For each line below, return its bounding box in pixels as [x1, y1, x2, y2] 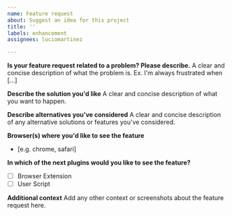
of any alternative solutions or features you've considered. [7, 118, 176, 126]
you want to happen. [7, 97, 66, 105]
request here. [7, 201, 46, 210]
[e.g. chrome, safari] [17, 145, 77, 153]
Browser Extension [17, 172, 72, 180]
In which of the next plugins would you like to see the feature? [7, 158, 191, 167]
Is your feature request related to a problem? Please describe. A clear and [7, 61, 225, 70]
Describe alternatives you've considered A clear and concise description [7, 111, 222, 119]
